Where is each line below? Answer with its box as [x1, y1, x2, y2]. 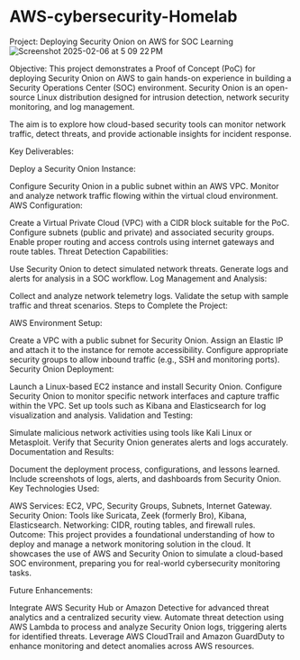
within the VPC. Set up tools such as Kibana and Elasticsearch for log [9, 400, 267, 411]
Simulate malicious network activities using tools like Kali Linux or [9, 427, 252, 438]
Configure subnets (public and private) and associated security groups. [9, 227, 275, 238]
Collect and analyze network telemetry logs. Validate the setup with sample [9, 290, 289, 301]
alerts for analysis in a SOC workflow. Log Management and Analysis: [9, 273, 268, 284]
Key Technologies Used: [9, 483, 100, 493]
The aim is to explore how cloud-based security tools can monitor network [9, 119, 286, 130]
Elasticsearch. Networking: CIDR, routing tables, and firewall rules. [9, 520, 256, 530]
